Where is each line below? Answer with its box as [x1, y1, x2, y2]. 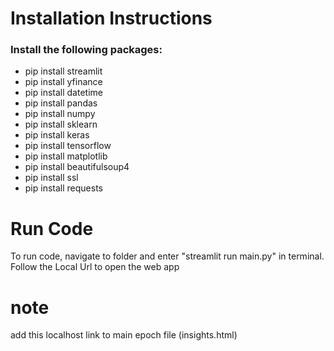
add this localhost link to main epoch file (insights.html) [10, 329, 238, 341]
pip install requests [24, 182, 103, 194]
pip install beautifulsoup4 [24, 161, 130, 173]
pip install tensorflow [24, 140, 112, 152]
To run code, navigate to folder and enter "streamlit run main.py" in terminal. [10, 250, 325, 262]
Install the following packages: [10, 43, 163, 57]
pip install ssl [24, 172, 79, 184]
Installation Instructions [10, 7, 213, 30]
